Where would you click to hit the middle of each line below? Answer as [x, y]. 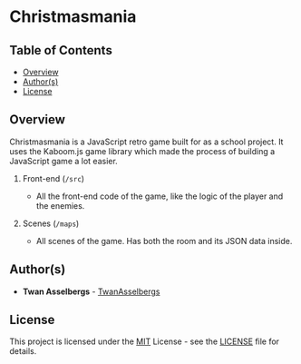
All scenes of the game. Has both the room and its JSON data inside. [164, 241]
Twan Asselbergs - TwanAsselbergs [91, 291]
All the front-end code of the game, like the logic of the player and [160, 196]
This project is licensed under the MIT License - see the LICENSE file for [144, 341]
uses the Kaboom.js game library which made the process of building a [142, 151]
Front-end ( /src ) [53, 178]
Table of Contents [61, 50]
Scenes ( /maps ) [51, 223]
